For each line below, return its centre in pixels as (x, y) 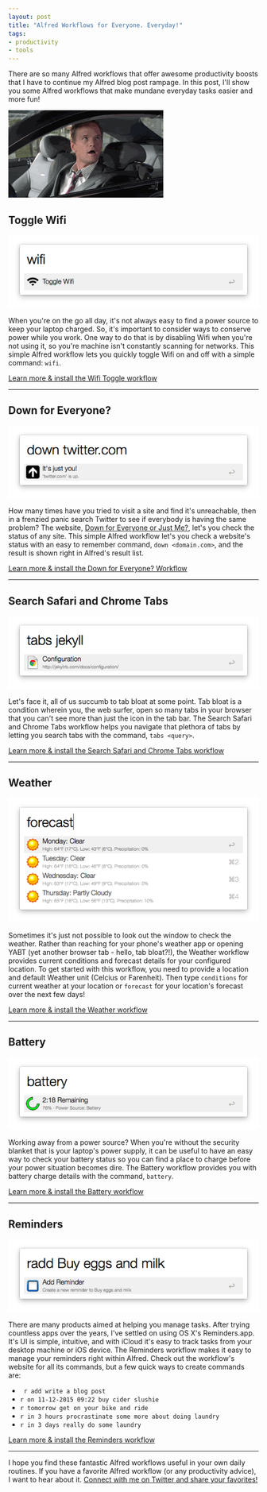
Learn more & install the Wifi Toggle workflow (83, 378)
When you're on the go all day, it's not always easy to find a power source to (133, 320)
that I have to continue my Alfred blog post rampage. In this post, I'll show (129, 83)
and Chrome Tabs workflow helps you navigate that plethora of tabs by (124, 726)
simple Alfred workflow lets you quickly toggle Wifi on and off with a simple (132, 354)
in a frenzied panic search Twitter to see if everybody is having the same (127, 520)
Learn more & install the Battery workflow (76, 1192)
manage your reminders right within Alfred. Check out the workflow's (122, 1359)
